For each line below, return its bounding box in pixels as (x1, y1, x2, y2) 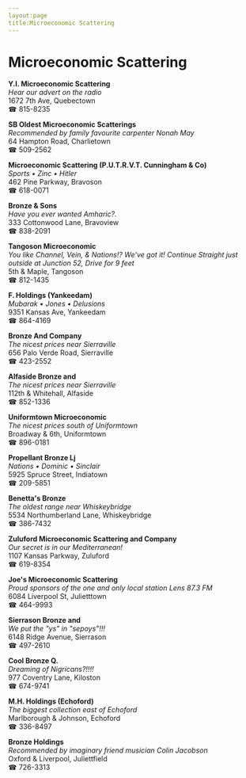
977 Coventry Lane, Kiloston (8, 673, 101, 682)
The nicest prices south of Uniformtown (8, 421, 138, 430)
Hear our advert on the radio (8, 88, 102, 97)
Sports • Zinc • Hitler (8, 169, 78, 178)
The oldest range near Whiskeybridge (8, 502, 132, 512)
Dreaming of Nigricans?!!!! (8, 665, 94, 674)
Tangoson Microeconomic (8, 242, 97, 251)
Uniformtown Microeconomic (8, 413, 107, 422)
